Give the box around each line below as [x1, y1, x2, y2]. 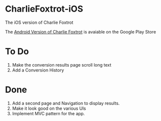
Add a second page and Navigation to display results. [12, 100, 120, 106]
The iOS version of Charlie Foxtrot [5, 19, 74, 25]
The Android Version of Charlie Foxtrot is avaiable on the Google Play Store [5, 29, 156, 35]
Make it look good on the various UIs [12, 105, 86, 111]
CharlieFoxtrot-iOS [5, 3, 83, 15]
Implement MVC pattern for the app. [12, 110, 85, 116]
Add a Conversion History [12, 67, 64, 73]
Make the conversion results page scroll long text [12, 62, 111, 68]
